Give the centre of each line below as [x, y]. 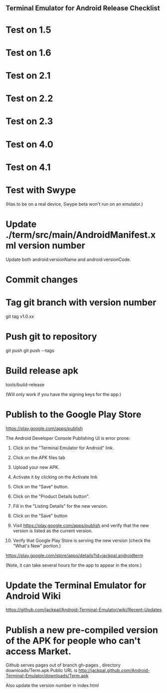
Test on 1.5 [28, 30]
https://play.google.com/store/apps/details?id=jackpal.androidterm [75, 555]
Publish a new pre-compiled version [82, 630]
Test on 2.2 [29, 98]
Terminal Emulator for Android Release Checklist [83, 8]
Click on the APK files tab [39, 457]
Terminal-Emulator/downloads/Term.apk [47, 676]
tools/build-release [25, 385]
